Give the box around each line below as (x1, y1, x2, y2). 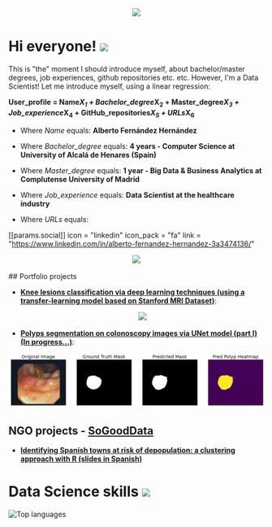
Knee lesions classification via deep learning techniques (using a (19, 287, 245, 297)
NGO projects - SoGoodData (8, 424, 154, 438)
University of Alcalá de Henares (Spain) (19, 150, 157, 159)
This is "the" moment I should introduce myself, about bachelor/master (8, 63, 245, 73)
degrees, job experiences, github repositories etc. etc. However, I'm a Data (8, 72, 259, 82)
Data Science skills (8, 482, 140, 501)
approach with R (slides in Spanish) (19, 454, 142, 464)
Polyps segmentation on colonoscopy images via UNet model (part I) (19, 328, 258, 338)
